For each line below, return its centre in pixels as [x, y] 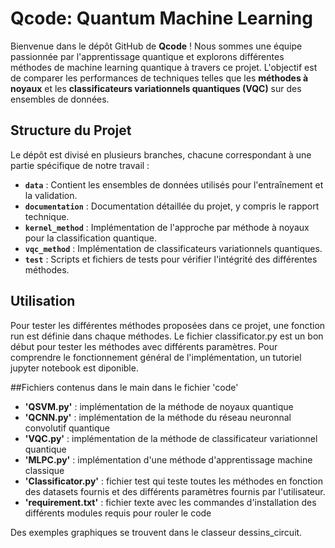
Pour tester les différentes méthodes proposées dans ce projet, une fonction [168, 325]
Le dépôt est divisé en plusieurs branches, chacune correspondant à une [161, 154]
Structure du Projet [71, 130]
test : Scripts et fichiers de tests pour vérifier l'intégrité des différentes [171, 259]
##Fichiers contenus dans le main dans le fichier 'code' [124, 387]
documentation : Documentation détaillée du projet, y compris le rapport [172, 206]
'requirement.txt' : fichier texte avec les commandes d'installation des [170, 502]
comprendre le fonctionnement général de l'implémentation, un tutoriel [156, 357]
